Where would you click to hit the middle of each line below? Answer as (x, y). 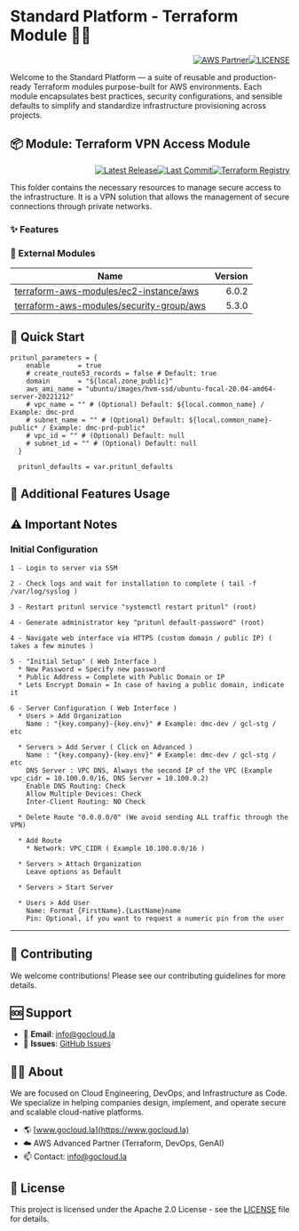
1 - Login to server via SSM (64, 568)
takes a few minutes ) (52, 646)
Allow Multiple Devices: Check (84, 794)
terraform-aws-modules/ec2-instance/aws (107, 291)
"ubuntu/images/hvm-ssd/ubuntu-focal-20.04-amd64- (181, 389)
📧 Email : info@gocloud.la (69, 1034)
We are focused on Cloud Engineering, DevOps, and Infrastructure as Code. (149, 1093)
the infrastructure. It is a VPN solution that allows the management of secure (150, 197)
